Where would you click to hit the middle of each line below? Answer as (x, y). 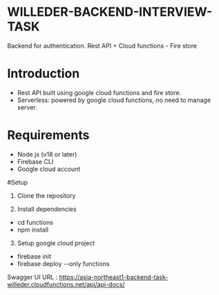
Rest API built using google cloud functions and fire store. (99, 92)
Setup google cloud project (56, 243)
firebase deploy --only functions (63, 263)
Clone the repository (46, 195)
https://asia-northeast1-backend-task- (114, 277)
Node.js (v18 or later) (47, 154)
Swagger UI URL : (32, 277)
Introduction (44, 74)
